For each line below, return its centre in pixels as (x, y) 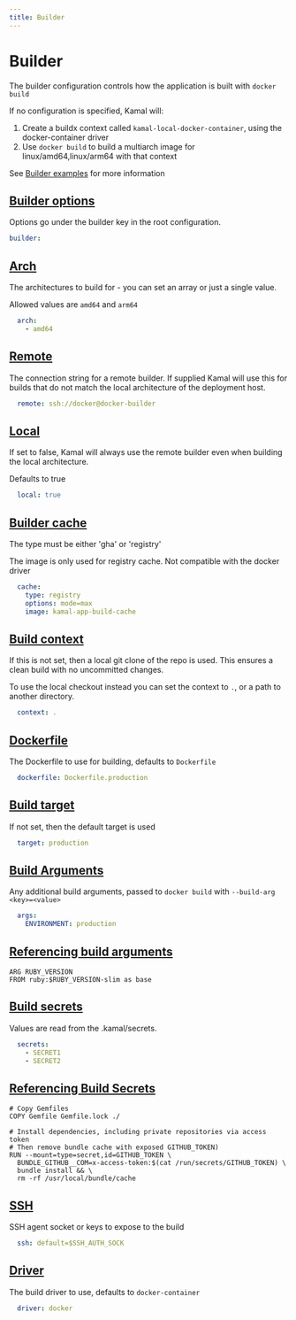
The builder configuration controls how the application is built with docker (143, 86)
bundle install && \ (55, 1171)
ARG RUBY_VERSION (41, 972)
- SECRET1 (43, 1053)
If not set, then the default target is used (83, 826)
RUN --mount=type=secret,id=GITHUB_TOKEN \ (91, 1155)
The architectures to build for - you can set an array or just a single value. (143, 288)
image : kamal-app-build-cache (81, 612)
